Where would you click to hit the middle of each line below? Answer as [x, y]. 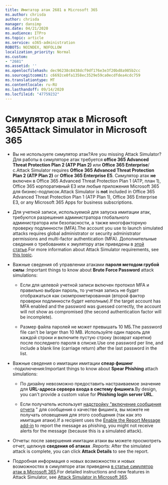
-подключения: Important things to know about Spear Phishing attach [85, 369]
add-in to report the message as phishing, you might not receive [87, 426]
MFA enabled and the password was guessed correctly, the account [91, 306]
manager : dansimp [23, 24]
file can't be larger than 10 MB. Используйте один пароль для [85, 332]
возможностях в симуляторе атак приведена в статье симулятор [83, 466]
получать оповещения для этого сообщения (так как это [81, 415]
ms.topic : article [24, 38]
